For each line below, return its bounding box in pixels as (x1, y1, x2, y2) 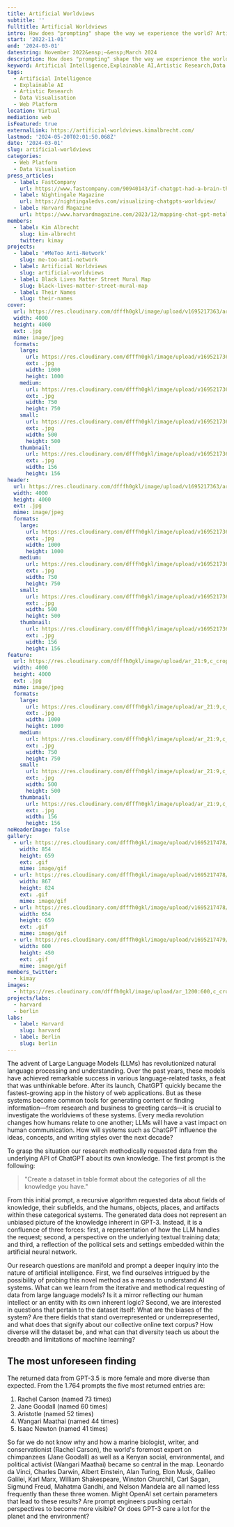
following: (7, 1161, 36, 1170)
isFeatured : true (7, 120, 58, 127)
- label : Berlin (13, 1034, 61, 1041)
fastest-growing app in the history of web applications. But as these (7, 1088, 202, 1097)
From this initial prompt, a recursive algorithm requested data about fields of (7, 1195, 226, 1204)
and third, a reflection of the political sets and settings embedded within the (7, 1240, 224, 1248)
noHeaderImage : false (7, 826, 70, 833)
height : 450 (19, 949, 54, 956)
